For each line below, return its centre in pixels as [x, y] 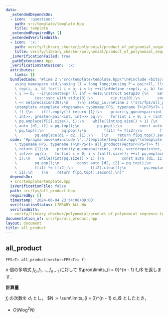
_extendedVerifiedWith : [35, 38]
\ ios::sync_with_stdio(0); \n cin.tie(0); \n [77, 98]
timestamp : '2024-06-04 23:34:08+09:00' [53, 200]
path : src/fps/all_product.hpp [43, 191]
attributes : [23, 70]
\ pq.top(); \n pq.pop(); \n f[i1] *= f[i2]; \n [78, 130]
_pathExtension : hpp [31, 61]
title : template [32, 28]
